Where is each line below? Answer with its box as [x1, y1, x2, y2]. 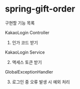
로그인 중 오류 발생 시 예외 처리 [12, 79, 70, 85]
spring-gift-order [5, 3, 76, 15]
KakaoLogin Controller [5, 30, 50, 35]
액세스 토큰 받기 [12, 59, 42, 65]
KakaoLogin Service [5, 49, 45, 55]
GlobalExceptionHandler [5, 69, 53, 74]
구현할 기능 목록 [5, 20, 35, 26]
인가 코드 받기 [12, 40, 38, 45]
